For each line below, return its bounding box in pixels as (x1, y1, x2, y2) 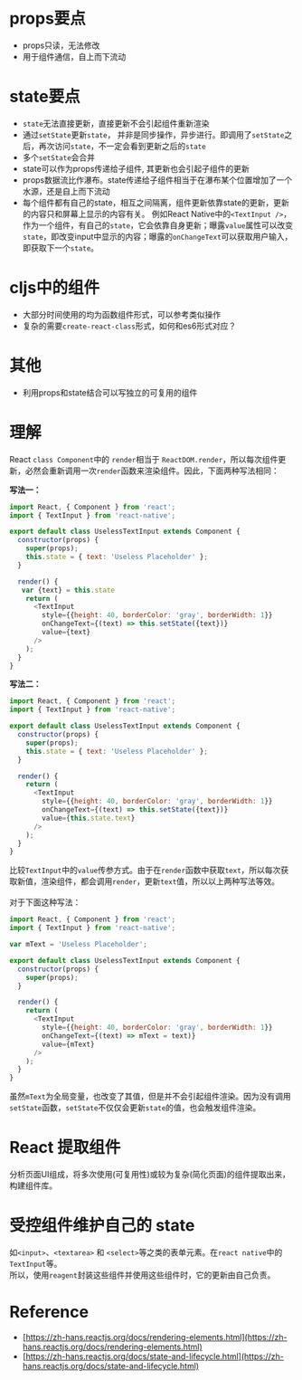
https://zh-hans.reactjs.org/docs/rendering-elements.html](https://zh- (25, 1332, 288, 1342)
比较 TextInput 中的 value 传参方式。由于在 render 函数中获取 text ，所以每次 (9, 865, 281, 876)
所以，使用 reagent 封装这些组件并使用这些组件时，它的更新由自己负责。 (9, 1270, 276, 1280)
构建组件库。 (9, 1180, 57, 1191)
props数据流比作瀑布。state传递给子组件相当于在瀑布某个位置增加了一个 (22, 174, 293, 186)
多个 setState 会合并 (22, 151, 96, 163)
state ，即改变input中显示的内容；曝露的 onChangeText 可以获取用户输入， (22, 231, 293, 242)
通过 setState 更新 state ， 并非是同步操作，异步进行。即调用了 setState (22, 128, 285, 140)
